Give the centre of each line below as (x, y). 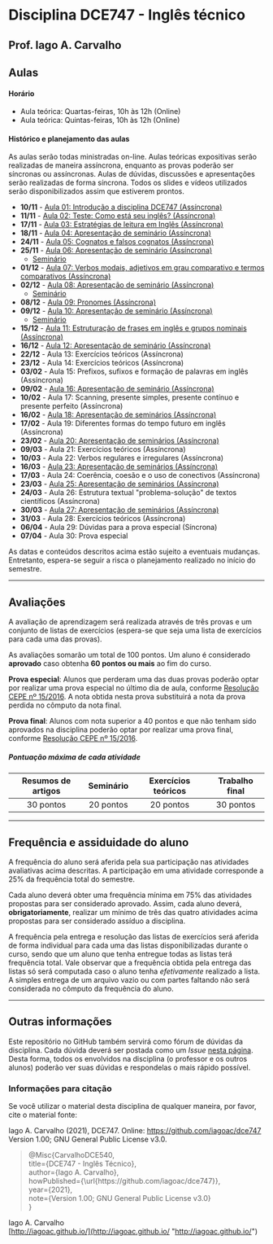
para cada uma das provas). (56, 639)
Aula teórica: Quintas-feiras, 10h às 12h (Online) (100, 120)
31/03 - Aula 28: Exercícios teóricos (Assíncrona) (103, 519)
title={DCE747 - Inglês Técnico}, (82, 1164)
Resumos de (46, 781)
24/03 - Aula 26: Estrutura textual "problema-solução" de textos (128, 493)
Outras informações (60, 1022)
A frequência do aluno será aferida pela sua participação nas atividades (129, 861)
